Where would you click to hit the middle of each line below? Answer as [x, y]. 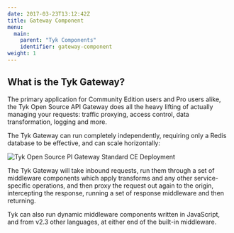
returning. [22, 200]
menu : [15, 27]
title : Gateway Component [45, 21]
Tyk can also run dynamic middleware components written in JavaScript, [114, 214]
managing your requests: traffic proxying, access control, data [98, 114]
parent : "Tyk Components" [58, 40]
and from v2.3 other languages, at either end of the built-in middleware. [112, 222]
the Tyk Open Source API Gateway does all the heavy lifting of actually [110, 106]
